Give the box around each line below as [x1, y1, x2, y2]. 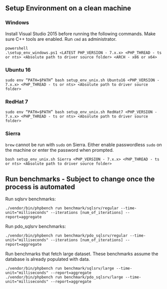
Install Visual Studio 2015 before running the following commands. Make [5, 30, 156, 37]
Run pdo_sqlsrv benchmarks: [5, 223, 66, 229]
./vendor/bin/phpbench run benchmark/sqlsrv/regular [5, 206, 119, 211]
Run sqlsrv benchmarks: [5, 196, 56, 202]
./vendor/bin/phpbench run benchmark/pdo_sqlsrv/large [5, 275, 123, 280]
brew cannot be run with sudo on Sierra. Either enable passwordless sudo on [5, 141, 162, 148]
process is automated [5, 183, 75, 191]
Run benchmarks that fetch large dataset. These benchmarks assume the [5, 251, 158, 257]
